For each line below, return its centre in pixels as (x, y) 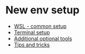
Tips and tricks (32, 45)
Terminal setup (32, 32)
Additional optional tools (43, 38)
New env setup (42, 10)
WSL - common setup (40, 26)
